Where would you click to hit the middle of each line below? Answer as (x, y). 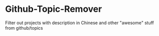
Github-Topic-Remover (54, 9)
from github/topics (24, 28)
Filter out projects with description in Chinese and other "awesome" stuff (80, 23)
